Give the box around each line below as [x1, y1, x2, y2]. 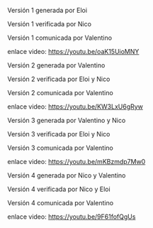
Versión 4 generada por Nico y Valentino [7, 171, 126, 180]
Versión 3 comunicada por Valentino [7, 143, 113, 152]
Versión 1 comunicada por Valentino [7, 33, 112, 42]
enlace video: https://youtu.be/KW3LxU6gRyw [7, 102, 144, 111]
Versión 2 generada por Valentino [7, 61, 106, 70]
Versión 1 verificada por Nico [7, 20, 92, 28]
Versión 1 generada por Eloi [7, 6, 87, 14]
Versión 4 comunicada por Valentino [7, 199, 114, 207]
